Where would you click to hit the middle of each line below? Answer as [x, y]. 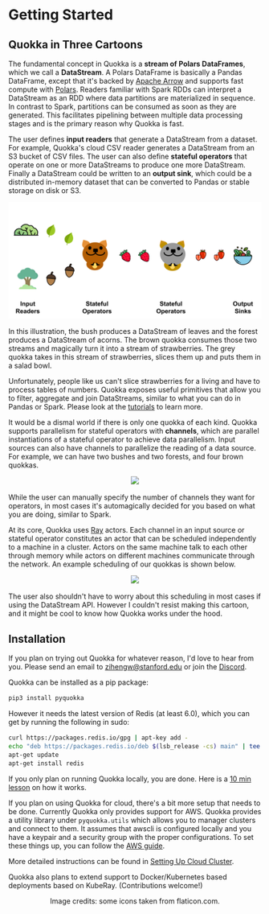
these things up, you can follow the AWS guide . [87, 846]
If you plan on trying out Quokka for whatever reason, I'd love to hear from [131, 658]
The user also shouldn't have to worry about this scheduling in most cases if [134, 596]
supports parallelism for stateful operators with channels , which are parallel [134, 431]
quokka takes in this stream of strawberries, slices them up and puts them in [134, 357]
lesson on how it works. [47, 787]
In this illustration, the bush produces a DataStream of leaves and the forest [133, 331]
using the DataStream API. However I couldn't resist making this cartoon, [128, 605]
